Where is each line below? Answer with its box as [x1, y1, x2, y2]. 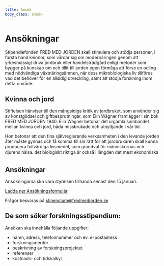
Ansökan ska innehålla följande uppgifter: [5, 225, 89, 231]
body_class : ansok [5, 12, 43, 17]
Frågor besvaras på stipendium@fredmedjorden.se [5, 198, 109, 203]
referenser [12, 250, 34, 256]
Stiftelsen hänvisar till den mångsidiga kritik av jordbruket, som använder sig [5, 108, 160, 114]
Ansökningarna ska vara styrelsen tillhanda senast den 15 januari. [5, 178, 137, 185]
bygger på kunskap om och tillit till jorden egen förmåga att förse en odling [5, 65, 156, 71]
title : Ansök [5, 7, 32, 12]
